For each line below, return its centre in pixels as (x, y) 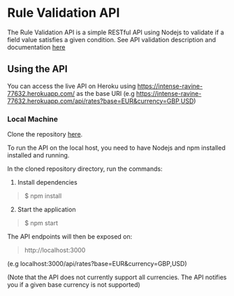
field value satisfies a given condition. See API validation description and (112, 39)
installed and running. (38, 155)
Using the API (37, 69)
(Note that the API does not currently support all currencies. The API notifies (117, 277)
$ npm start (41, 223)
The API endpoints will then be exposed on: (70, 237)
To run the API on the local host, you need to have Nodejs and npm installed (116, 148)
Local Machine (32, 119)
